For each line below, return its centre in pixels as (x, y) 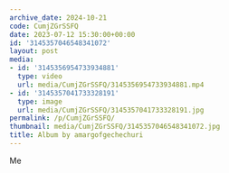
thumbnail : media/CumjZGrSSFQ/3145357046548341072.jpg (115, 127)
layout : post (34, 51)
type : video (40, 77)
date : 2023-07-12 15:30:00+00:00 (72, 34)
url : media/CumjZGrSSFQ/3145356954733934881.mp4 (111, 85)
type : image (40, 101)
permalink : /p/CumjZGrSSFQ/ (62, 118)
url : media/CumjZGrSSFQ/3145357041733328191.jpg (111, 110)
